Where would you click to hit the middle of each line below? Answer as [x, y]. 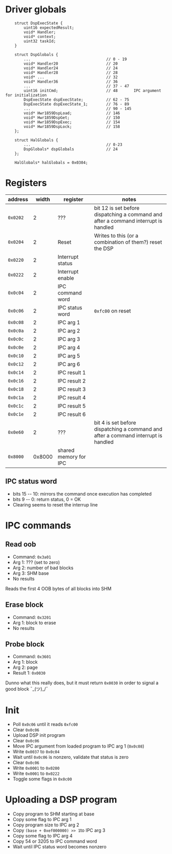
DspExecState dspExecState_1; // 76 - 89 [77, 104]
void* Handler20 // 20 [71, 63]
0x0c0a [16, 331]
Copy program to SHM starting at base [53, 814]
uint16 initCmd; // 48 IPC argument [92, 90]
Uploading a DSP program [61, 800]
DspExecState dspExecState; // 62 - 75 [77, 99]
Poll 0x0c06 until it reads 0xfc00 [45, 724]
